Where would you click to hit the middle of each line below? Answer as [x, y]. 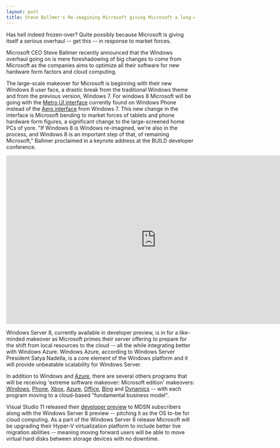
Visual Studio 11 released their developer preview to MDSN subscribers [94, 407]
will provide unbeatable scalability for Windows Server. [74, 364]
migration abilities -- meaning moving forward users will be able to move [96, 432]
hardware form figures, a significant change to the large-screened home [95, 121]
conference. [21, 147]
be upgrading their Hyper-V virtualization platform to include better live [94, 426]
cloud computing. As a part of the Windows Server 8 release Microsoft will [98, 419]
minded [16, 339]
